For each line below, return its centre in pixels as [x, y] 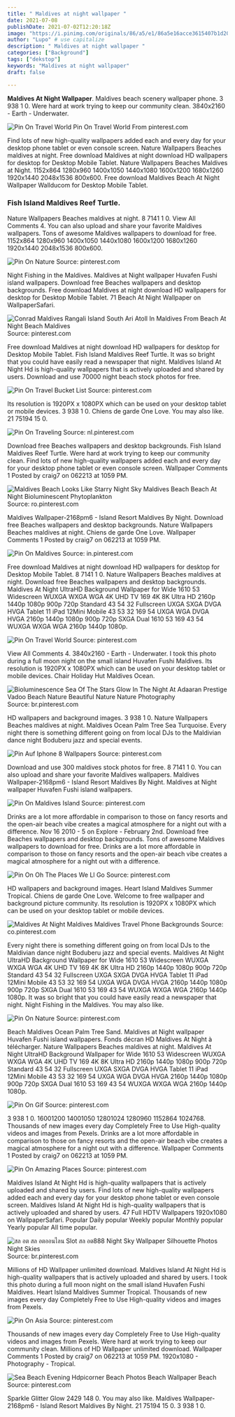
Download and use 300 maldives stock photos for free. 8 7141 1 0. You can [114, 767]
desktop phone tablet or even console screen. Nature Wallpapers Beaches [114, 148]
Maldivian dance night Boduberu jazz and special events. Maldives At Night [116, 952]
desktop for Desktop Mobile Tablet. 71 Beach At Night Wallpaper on [104, 297]
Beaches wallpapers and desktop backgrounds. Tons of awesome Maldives [116, 839]
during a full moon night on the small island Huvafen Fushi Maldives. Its [110, 661]
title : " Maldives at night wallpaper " [67, 14]
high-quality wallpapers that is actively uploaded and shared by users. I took [117, 1277]
